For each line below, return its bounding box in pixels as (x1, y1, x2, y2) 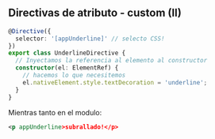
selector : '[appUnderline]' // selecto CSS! (15, 35, 165, 43)
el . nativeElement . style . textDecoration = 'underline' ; (22, 78, 208, 86)
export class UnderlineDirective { (8, 49, 126, 58)
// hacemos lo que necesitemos (22, 71, 126, 80)
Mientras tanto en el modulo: (8, 107, 102, 117)
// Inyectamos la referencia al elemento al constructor (15, 57, 208, 65)
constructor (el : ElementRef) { (15, 64, 119, 72)
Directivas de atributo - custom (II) (8, 6, 182, 20)
